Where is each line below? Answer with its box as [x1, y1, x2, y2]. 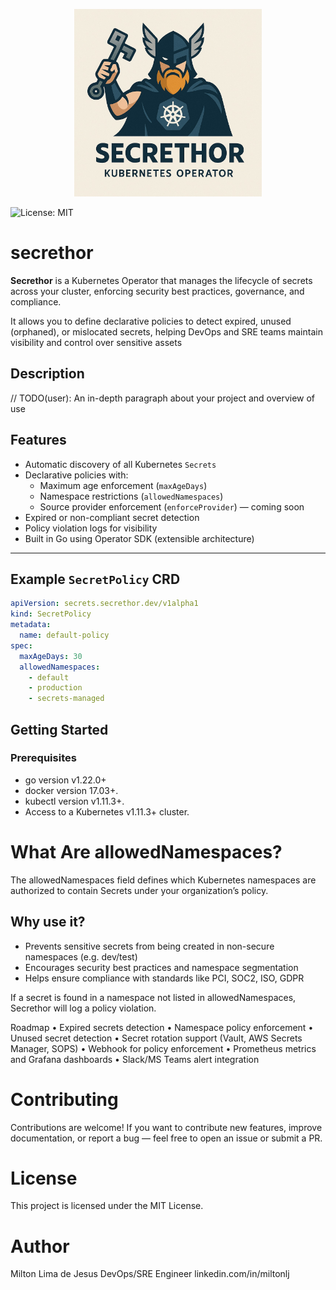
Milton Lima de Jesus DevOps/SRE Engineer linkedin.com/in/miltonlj [10, 1268, 290, 1280]
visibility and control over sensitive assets [10, 336, 183, 348]
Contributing [10, 1088, 119, 1111]
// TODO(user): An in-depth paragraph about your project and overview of [10, 392, 316, 404]
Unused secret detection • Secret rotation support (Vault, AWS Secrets [10, 1032, 303, 1044]
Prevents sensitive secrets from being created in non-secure [24, 940, 275, 952]
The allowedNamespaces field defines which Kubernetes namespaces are [10, 874, 317, 886]
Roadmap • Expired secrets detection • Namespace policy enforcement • [10, 1021, 314, 1033]
